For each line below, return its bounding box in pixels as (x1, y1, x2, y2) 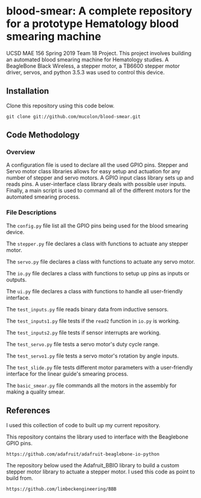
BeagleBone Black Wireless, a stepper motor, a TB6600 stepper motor (6, 62, 180, 70)
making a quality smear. (6, 388, 65, 395)
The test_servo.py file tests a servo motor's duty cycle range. (6, 340, 160, 347)
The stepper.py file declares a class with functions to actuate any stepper (6, 240, 188, 247)
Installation (6, 86, 49, 97)
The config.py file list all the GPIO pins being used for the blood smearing (6, 222, 188, 229)
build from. (6, 474, 34, 481)
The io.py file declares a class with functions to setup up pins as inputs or (6, 269, 190, 277)
